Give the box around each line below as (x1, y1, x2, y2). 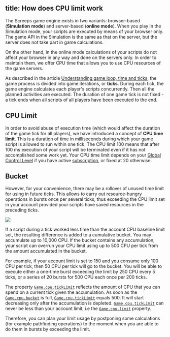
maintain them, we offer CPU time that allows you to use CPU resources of (5, 59, 161, 66)
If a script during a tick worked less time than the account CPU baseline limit (5, 226, 165, 233)
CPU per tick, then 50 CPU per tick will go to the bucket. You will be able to (5, 263, 162, 269)
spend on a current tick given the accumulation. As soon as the (5, 289, 138, 295)
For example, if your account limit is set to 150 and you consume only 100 (5, 258, 159, 264)
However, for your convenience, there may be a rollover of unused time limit (5, 186, 164, 192)
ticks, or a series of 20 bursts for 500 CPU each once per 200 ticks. (5, 274, 147, 280)
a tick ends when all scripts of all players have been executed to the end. (5, 97, 158, 103)
